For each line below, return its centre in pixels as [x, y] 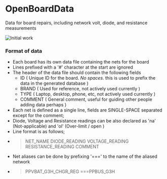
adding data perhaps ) [43, 105]
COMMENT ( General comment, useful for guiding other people [86, 99]
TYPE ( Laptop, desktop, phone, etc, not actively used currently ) [88, 94]
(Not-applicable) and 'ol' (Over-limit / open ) [58, 126]
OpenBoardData [40, 9]
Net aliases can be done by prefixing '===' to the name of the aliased [85, 156]
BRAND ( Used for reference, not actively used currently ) [80, 89]
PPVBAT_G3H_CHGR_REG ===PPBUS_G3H [70, 171]
